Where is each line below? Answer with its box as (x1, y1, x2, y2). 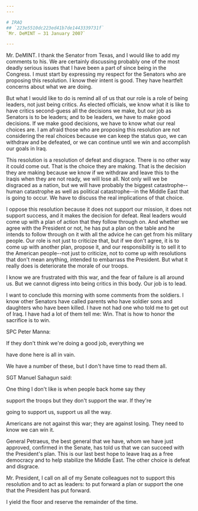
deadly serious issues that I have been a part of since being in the (6, 65, 167, 72)
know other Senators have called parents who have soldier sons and (6, 298, 173, 305)
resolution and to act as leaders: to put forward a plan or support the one (6, 481, 184, 488)
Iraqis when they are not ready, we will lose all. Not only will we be (6, 175, 167, 182)
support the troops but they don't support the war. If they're (6, 397, 152, 404)
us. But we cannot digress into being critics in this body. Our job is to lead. (6, 280, 187, 287)
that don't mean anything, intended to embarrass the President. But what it (6, 256, 188, 263)
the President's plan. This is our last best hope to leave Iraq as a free (6, 451, 173, 458)
